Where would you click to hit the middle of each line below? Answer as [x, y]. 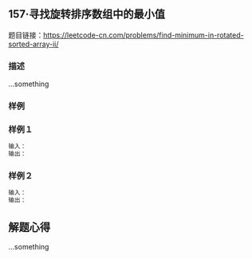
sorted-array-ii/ [33, 44]
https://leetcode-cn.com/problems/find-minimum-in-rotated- [144, 35]
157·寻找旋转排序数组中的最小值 [87, 14]
